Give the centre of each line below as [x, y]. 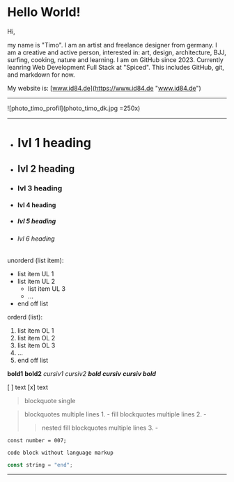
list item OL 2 [36, 338]
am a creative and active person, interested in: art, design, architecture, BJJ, [117, 52]
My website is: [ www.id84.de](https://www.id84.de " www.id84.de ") [104, 88]
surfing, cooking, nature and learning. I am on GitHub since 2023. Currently [116, 59]
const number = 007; [37, 440]
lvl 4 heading [37, 205]
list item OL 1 [36, 330]
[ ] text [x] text [28, 387]
